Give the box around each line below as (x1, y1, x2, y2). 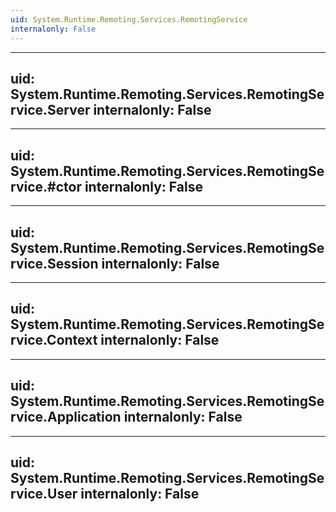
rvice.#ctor (10, 178, 82, 195)
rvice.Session (10, 255, 99, 272)
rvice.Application (10, 409, 122, 426)
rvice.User (10, 485, 78, 502)
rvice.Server (10, 101, 91, 118)
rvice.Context (10, 332, 98, 349)
